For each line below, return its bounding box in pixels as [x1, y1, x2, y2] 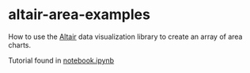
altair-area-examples [8, 6, 150, 24]
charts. [8, 40, 32, 49]
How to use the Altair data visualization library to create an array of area [8, 32, 243, 41]
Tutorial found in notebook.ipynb [8, 56, 115, 65]
